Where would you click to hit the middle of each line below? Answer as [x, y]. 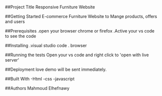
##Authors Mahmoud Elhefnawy [37, 88]
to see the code [21, 36]
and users [15, 22]
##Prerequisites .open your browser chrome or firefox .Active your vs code [80, 31]
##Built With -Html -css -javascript [40, 79]
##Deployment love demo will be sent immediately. [56, 69]
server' [12, 60]
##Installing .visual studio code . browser [46, 45]
